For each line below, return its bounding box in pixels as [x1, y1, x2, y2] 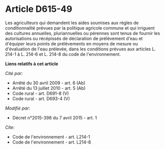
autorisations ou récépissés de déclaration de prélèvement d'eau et [5, 36, 143, 41]
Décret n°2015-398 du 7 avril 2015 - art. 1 [12, 114, 97, 120]
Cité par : [5, 70, 23, 76]
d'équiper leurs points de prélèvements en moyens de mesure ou [5, 40, 138, 46]
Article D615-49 [5, 3, 73, 15]
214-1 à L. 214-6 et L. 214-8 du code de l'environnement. [5, 51, 121, 57]
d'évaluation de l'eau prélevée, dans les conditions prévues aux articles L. [5, 46, 156, 52]
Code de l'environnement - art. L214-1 [12, 134, 90, 140]
